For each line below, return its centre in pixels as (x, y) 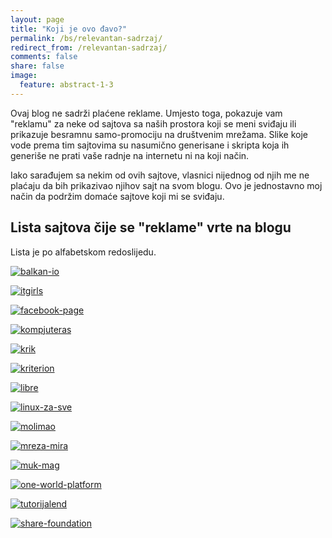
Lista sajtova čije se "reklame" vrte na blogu (151, 227)
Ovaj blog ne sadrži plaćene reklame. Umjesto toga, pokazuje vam (146, 113)
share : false (37, 66)
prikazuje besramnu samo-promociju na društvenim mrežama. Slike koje (159, 134)
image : (24, 76)
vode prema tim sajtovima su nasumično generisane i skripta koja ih (150, 145)
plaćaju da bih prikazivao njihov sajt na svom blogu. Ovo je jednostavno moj (166, 185)
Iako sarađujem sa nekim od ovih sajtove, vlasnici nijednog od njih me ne (160, 175)
